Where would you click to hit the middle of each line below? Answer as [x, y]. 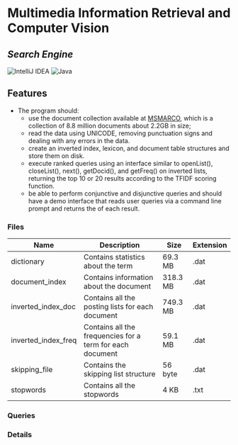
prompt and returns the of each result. [84, 208]
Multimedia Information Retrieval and [119, 13]
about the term [108, 266]
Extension [210, 245]
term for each [106, 345]
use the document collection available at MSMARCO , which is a [121, 118]
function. [41, 186]
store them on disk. [56, 156]
